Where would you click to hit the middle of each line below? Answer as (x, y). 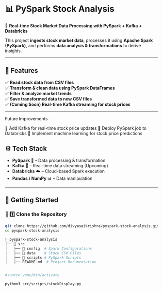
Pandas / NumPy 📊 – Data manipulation (52, 178)
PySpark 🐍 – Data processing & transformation (59, 160)
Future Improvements (26, 118)
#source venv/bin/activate (32, 275)
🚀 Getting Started (32, 200)
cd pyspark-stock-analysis (32, 231)
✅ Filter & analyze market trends (38, 93)
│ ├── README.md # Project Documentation (51, 262)
